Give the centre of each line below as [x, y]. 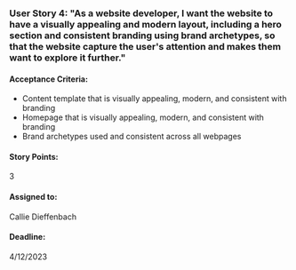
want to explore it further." [68, 58]
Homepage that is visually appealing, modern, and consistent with [143, 117]
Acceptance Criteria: [49, 79]
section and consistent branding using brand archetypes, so [142, 36]
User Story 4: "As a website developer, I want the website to [141, 13]
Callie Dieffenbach [43, 217]
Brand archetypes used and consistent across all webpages [132, 137]
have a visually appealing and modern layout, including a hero [146, 24]
